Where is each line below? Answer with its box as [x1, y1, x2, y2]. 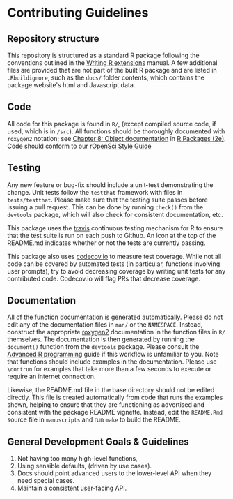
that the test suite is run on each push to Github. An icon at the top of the [7, 231, 216, 239]
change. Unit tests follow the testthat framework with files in [7, 188, 183, 196]
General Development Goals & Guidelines [7, 435, 189, 447]
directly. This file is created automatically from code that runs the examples [7, 393, 223, 402]
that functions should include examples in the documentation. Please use [7, 357, 217, 366]
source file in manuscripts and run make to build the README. [7, 415, 181, 424]
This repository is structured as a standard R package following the [7, 51, 200, 59]
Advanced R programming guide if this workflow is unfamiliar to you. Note [7, 350, 219, 359]
